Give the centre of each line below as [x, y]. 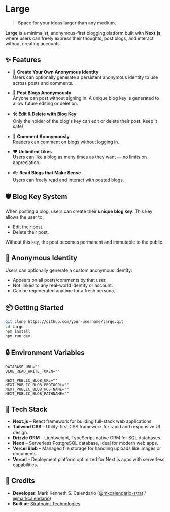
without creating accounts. [33, 43]
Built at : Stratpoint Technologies [46, 504]
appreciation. [26, 162]
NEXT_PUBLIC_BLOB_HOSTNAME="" [37, 389]
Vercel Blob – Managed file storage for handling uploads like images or [87, 448]
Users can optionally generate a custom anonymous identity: [69, 270]
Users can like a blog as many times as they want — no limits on [80, 157]
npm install [18, 331]
